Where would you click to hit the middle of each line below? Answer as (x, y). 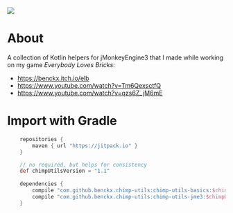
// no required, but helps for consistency (84, 165)
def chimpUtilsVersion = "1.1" (65, 171)
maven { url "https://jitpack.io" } (85, 146)
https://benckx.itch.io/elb (53, 78)
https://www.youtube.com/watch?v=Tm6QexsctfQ (89, 85)
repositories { (42, 139)
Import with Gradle (62, 121)
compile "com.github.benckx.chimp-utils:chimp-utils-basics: (122, 190)
